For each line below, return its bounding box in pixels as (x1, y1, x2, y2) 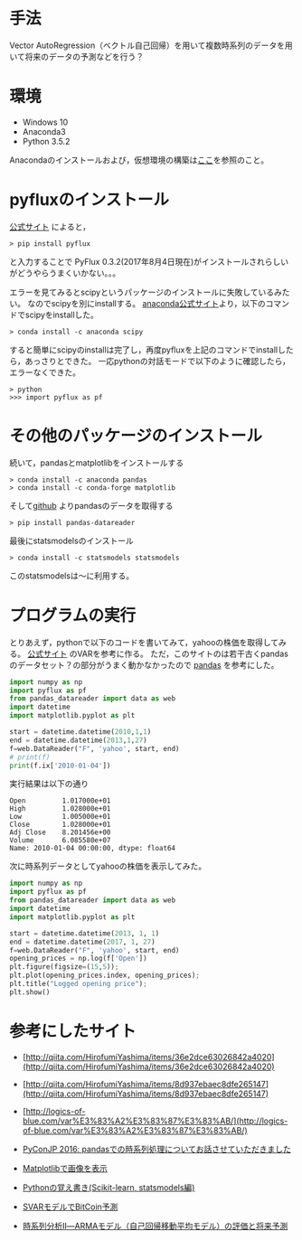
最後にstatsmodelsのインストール (9, 535, 134, 546)
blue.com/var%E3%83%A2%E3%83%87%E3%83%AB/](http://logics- (22, 1115, 288, 1126)
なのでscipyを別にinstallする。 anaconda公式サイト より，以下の (26, 297, 267, 308)
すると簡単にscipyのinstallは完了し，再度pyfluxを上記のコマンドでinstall (9, 344, 278, 355)
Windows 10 (22, 117, 69, 127)
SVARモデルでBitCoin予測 (22, 1201, 118, 1212)
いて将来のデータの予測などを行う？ (9, 51, 145, 61)
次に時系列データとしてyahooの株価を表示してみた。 (9, 860, 206, 872)
